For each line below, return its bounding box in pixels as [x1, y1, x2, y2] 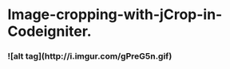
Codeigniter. [7, 22, 93, 40]
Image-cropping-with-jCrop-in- [7, 6, 223, 24]
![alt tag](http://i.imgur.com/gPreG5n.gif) [7, 51, 172, 62]
